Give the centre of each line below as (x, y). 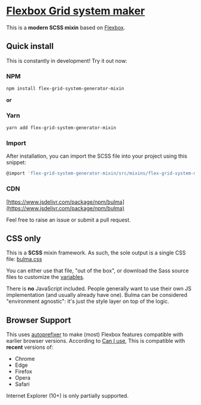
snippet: (16, 162)
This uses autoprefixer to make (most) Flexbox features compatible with (95, 335)
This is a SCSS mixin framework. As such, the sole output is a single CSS (96, 253)
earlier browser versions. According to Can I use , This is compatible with (96, 341)
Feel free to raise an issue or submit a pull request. (68, 220)
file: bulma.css (24, 259)
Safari (22, 384)
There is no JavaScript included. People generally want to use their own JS (99, 289)
